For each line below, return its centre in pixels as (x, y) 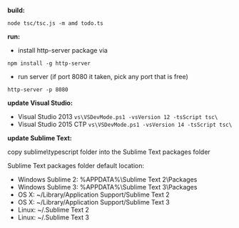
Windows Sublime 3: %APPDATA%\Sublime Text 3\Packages (107, 187)
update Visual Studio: (40, 103)
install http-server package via (63, 50)
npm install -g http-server (49, 63)
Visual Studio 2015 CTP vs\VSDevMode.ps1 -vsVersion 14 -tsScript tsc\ (125, 124)
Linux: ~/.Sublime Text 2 (53, 210)
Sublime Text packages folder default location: (76, 166)
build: (16, 10)
